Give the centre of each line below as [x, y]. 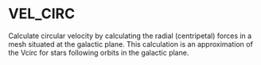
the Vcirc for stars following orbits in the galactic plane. [99, 52]
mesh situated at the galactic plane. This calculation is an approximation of [130, 44]
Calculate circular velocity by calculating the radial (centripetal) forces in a [130, 36]
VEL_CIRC [42, 14]
